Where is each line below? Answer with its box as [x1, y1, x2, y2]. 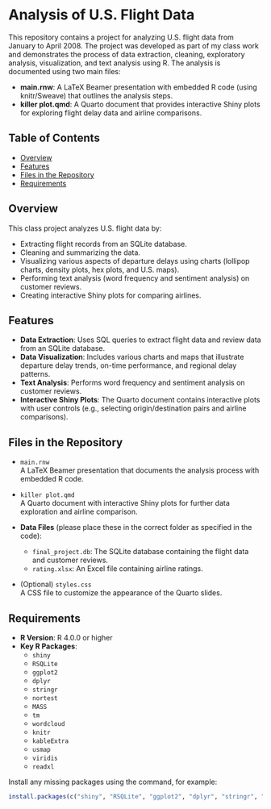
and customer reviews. [31, 555, 109, 565]
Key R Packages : [19, 641, 78, 651]
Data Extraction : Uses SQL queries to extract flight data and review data [19, 335, 261, 344]
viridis [31, 754, 58, 762]
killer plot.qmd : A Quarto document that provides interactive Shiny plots [19, 99, 261, 109]
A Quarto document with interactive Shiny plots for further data [19, 498, 230, 508]
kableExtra [31, 737, 69, 745]
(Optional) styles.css [19, 579, 92, 590]
